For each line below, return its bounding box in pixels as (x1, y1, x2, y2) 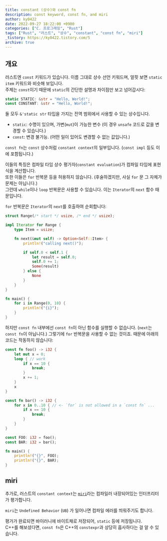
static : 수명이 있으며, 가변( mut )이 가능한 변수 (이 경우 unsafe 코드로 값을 (12, 121, 155, 128)
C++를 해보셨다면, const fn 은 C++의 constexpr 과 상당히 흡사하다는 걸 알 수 (5, 524, 154, 530)
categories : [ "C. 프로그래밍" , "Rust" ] (5, 26, 83, 31)
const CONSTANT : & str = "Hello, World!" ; (5, 101, 93, 106)
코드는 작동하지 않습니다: (5, 337, 53, 343)
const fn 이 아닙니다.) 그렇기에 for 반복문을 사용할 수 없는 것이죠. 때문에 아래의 (5, 331, 159, 337)
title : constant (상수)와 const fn (5, 7, 76, 13)
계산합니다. (14, 168, 36, 174)
